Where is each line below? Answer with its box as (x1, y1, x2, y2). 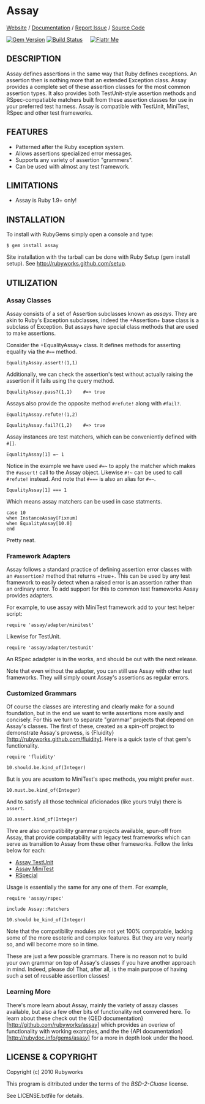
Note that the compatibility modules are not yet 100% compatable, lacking (6, 927, 193, 935)
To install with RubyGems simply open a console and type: (6, 231, 154, 238)
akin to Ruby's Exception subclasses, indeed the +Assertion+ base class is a (6, 316, 199, 324)
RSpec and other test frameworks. (6, 109, 93, 117)
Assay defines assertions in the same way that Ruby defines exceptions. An (6, 70, 197, 77)
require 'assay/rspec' (6, 895, 64, 902)
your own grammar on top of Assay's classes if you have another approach (6, 959, 196, 967)
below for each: (6, 847, 46, 854)
